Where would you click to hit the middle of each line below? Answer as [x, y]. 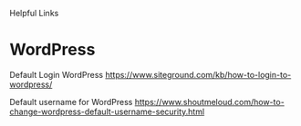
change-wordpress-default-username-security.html [107, 111]
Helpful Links [34, 13]
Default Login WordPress [56, 74]
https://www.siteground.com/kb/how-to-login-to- [198, 74]
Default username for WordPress [71, 102]
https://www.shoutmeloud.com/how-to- [209, 102]
